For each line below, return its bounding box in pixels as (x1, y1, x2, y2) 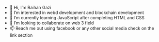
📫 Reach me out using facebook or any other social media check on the (9, 26, 154, 31)
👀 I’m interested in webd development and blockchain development (9, 10, 144, 15)
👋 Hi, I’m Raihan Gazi (9, 5, 51, 10)
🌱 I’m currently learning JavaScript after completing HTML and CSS (9, 15, 144, 20)
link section (9, 32, 33, 38)
